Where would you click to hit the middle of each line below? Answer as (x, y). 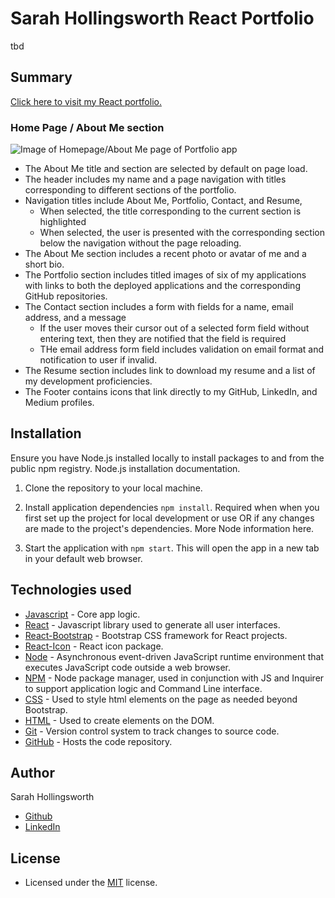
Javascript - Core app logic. (82, 614)
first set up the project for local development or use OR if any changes (169, 518)
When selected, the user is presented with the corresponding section (182, 233)
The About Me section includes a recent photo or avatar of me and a (165, 254)
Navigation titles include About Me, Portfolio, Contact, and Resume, (163, 201)
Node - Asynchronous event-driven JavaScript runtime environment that (174, 656)
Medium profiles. (59, 403)
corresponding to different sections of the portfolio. (130, 190)
